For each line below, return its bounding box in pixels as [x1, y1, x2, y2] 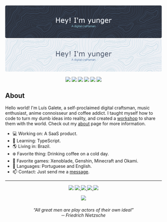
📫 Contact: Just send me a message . [12, 168, 90, 174]
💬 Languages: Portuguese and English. [12, 163, 92, 169]
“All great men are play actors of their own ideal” [33, 207, 134, 213]
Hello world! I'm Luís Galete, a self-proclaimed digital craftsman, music [5, 105, 150, 111]
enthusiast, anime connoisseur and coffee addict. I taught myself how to [5, 110, 153, 116]
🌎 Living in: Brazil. [12, 143, 51, 149]
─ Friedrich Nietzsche [61, 212, 106, 219]
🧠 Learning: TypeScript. [12, 138, 61, 144]
